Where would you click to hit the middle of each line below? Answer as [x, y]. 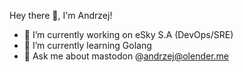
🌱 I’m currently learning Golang [87, 45]
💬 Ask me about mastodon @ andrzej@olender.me [126, 56]
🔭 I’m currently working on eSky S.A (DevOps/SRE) [128, 34]
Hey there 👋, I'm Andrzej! [61, 15]
